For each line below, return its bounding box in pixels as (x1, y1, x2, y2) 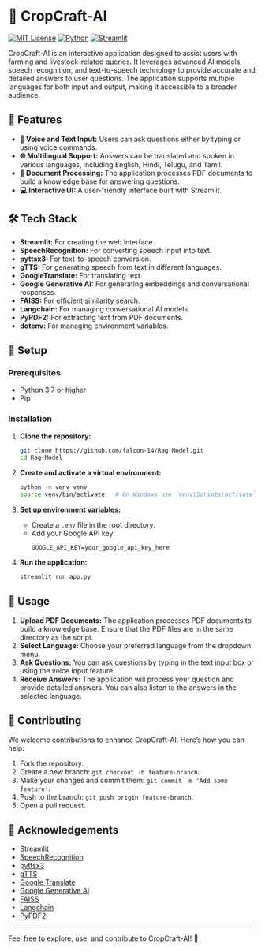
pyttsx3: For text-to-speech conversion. (19, 254, 151, 263)
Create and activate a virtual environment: (19, 468, 162, 478)
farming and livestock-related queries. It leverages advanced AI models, (8, 57, 242, 66)
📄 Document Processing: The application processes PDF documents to (19, 168, 253, 177)
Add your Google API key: (31, 528, 116, 539)
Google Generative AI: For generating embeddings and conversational (19, 279, 250, 289)
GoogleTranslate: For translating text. (19, 270, 143, 280)
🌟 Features (8, 114, 62, 127)
